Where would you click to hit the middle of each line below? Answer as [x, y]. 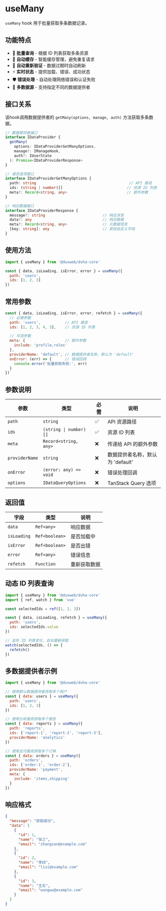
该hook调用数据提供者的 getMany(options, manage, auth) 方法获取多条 [77, 117]
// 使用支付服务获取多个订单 [31, 751]
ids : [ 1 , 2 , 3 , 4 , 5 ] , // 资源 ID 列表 [52, 327]
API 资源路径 [122, 422]
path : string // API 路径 [81, 183]
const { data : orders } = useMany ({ [43, 756]
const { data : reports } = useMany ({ [44, 724]
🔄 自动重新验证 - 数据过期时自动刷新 [49, 65]
